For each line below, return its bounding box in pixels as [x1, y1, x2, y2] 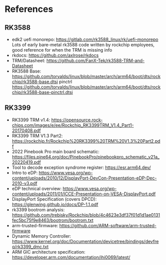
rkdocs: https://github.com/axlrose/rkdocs [11, 52, 99, 58]
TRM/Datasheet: [11, 58, 46, 63]
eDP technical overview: [11, 185, 62, 191]
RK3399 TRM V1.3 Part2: [11, 133, 63, 139]
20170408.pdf [11, 127, 41, 133]
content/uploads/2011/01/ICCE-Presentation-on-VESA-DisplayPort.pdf [11, 190, 156, 197]
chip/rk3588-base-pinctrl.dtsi [11, 89, 73, 95]
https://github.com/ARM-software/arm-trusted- [59, 222, 157, 228]
